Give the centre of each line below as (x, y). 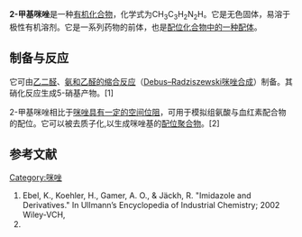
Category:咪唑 (36, 178)
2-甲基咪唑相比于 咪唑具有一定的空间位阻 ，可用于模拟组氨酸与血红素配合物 (148, 112)
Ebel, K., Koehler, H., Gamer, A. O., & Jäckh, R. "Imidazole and (137, 196)
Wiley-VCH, (44, 214)
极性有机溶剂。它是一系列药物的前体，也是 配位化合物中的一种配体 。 (136, 27)
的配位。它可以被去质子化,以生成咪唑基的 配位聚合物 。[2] (114, 123)
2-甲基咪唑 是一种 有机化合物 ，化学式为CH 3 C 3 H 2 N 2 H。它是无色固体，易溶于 (150, 15)
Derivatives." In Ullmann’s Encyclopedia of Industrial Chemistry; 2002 (151, 205)
